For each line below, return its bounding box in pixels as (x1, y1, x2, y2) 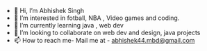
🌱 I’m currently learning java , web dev (13, 21, 124, 29)
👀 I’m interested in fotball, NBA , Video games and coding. (13, 14, 180, 22)
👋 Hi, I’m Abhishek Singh (13, 7, 85, 14)
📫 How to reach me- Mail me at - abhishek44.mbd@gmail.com (13, 37, 195, 44)
